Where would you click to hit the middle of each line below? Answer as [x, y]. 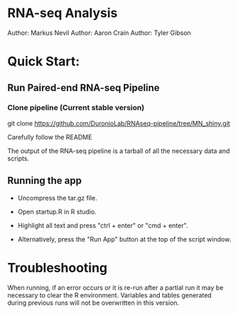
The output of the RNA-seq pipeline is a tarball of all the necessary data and [119, 151]
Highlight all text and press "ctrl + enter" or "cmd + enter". [103, 225]
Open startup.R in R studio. [57, 212]
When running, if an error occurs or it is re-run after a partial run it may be [115, 287]
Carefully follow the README [50, 137]
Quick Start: [44, 61]
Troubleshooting [58, 267]
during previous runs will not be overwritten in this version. [93, 303]
